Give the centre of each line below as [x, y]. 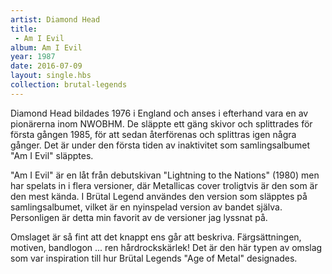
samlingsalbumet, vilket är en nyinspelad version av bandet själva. [146, 207]
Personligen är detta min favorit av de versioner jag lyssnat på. [139, 217]
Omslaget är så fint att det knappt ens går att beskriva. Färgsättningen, [156, 237]
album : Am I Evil [46, 47]
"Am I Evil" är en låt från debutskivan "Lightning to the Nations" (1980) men [165, 175]
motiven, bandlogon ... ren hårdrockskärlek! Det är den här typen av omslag [166, 247]
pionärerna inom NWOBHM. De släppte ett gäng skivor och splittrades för [161, 123]
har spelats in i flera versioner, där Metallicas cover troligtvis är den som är [164, 185]
